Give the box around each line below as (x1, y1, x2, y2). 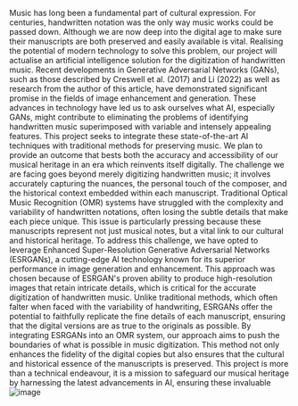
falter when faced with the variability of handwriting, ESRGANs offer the (9, 302, 273, 311)
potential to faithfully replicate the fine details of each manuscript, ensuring (9, 311, 286, 321)
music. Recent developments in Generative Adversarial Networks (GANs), (9, 64, 279, 75)
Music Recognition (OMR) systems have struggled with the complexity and (9, 197, 284, 208)
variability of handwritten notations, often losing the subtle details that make (9, 207, 288, 217)
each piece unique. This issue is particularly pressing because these (9, 216, 261, 227)
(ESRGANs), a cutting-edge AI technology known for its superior (9, 254, 245, 264)
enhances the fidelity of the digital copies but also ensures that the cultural (9, 349, 285, 360)
